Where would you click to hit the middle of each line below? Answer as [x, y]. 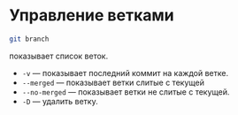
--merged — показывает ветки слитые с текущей [113, 82]
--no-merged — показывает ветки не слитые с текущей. [126, 92]
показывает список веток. [59, 56]
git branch [29, 39]
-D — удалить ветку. [60, 101]
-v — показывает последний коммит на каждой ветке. [125, 73]
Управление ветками [92, 15]
